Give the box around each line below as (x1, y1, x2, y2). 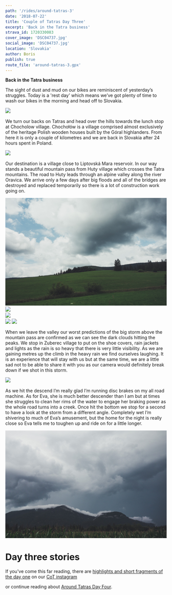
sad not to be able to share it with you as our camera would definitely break (5, 362, 165, 368)
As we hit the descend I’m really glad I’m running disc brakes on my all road (5, 387, 165, 394)
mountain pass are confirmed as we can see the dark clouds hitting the (5, 335, 156, 341)
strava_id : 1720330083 (5, 30, 54, 35)
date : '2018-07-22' (5, 13, 47, 19)
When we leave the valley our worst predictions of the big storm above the (5, 329, 163, 335)
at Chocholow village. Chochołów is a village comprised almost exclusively (5, 124, 163, 130)
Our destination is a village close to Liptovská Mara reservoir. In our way (5, 160, 157, 167)
